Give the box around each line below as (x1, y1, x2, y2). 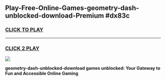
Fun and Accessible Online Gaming (5, 70, 79, 76)
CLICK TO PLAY (5, 27, 43, 33)
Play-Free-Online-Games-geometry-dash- (5, 4, 139, 12)
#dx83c (105, 12, 130, 20)
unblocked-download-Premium (5, 12, 104, 20)
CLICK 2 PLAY (5, 45, 40, 52)
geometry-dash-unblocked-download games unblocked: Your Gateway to (5, 65, 161, 71)
